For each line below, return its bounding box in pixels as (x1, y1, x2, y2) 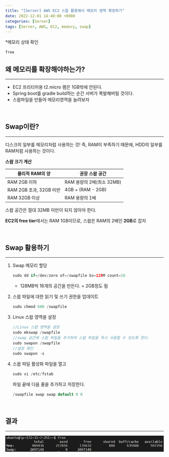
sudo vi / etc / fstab (12, 371, 54, 377)
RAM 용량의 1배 (64, 195, 97, 201)
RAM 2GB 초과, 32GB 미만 (7, 187, 61, 193)
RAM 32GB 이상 (7, 195, 40, 201)
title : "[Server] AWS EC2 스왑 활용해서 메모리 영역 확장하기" (5, 8, 125, 13)
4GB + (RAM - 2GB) (64, 187, 107, 193)
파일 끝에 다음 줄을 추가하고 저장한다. (12, 382, 86, 388)
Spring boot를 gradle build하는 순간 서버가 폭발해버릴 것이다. (12, 90, 134, 96)
